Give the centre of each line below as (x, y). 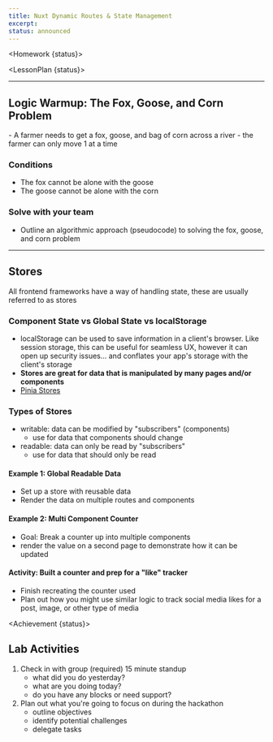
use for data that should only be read (94, 455)
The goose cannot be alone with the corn (89, 191)
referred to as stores (43, 300)
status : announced (39, 31)
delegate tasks (57, 729)
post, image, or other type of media (80, 608)
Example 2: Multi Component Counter (74, 518)
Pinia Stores (40, 390)
